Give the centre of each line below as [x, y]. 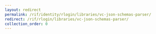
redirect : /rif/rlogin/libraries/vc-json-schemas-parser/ [67, 19]
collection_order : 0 [26, 24]
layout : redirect [23, 10]
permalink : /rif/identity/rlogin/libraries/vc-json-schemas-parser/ [78, 14]
